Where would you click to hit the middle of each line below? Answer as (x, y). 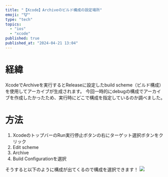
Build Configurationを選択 (40, 159)
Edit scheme (26, 147)
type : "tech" (19, 19)
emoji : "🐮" (18, 15)
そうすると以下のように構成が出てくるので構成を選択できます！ (72, 169)
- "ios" (18, 29)
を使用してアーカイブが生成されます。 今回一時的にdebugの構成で (74, 91)
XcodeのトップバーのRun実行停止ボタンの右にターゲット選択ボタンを (86, 135)
